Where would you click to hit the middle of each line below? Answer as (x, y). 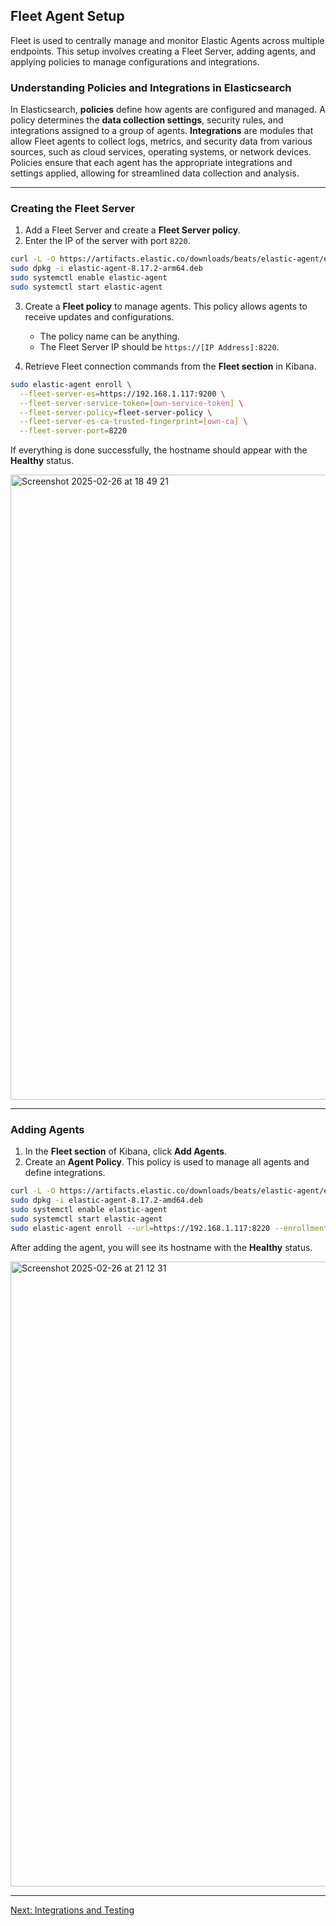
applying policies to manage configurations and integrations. (135, 61)
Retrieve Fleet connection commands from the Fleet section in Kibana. (170, 366)
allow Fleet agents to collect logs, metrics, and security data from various (161, 141)
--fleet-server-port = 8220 (73, 431)
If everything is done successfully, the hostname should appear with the (159, 450)
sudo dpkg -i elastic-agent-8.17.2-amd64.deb (106, 1200)
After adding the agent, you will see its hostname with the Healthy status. (161, 1247)
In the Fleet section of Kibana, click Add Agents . (126, 1151)
